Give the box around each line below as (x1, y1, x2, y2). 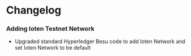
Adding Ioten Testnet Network (6, 25, 95, 33)
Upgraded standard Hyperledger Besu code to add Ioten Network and (14, 38, 186, 45)
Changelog (6, 4, 61, 17)
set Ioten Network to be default (14, 44, 91, 51)
